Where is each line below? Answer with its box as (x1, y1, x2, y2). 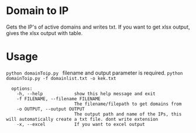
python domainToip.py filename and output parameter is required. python (6, 69, 183, 76)
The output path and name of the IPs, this (74, 111, 182, 117)
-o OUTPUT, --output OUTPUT (16, 106, 85, 112)
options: (11, 86, 33, 92)
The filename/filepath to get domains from (74, 101, 182, 107)
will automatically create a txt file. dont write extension (6, 116, 159, 122)
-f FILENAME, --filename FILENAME (16, 96, 101, 101)
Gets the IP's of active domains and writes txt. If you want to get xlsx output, (6, 23, 190, 30)
